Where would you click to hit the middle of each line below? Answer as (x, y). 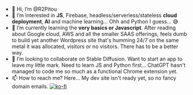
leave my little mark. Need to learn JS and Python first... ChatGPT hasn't (99, 65)
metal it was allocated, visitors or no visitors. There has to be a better (95, 46)
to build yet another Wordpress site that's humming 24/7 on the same (95, 40)
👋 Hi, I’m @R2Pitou (34, 9)
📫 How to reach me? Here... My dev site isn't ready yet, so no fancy (94, 78)
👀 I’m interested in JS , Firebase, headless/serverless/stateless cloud (94, 15)
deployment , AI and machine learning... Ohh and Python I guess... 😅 (95, 21)
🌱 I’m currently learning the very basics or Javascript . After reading (94, 28)
